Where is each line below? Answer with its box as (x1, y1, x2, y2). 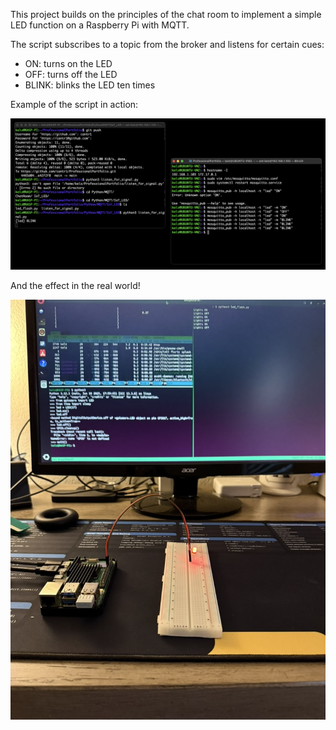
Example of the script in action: (10, 99, 139, 110)
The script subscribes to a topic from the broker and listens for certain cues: (10, 39, 325, 50)
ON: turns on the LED (24, 58, 113, 69)
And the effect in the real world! (10, 280, 141, 292)
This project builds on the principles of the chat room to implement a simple (10, 9, 322, 20)
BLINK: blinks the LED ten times (24, 79, 156, 91)
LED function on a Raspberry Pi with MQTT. (10, 19, 190, 31)
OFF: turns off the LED (24, 69, 118, 80)
